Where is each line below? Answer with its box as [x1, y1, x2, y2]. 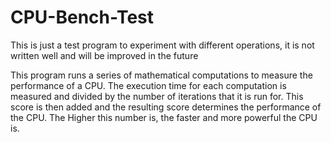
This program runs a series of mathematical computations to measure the [10, 69, 313, 81]
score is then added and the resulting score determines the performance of [10, 101, 322, 113]
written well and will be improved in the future [10, 49, 199, 61]
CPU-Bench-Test [10, 6, 155, 29]
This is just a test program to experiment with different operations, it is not [10, 39, 315, 51]
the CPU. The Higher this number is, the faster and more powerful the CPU [10, 111, 318, 123]
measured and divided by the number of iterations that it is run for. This [10, 90, 304, 102]
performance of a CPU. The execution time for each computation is [10, 79, 287, 91]
